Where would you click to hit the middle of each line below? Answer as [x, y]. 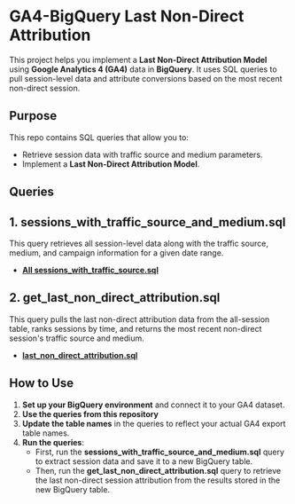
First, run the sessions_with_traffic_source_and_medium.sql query [160, 452]
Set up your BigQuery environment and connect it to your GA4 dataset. [153, 405]
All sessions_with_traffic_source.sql [90, 270]
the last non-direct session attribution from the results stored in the [158, 480]
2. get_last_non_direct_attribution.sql [115, 298]
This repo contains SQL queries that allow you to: [99, 137]
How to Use [42, 383]
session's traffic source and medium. [77, 338]
